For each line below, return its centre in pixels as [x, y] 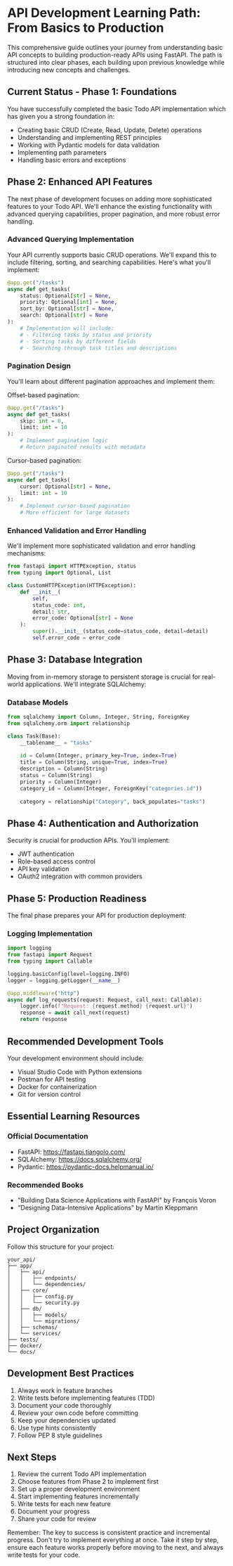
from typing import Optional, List [59, 573]
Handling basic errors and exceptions [72, 160]
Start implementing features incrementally [78, 1496]
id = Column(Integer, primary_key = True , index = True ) [99, 756]
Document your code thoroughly [65, 1405]
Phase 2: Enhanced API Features [80, 182]
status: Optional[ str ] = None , [66, 296]
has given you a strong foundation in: [61, 116]
